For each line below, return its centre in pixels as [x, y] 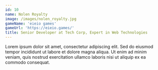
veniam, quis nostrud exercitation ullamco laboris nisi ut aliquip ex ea [76, 57]
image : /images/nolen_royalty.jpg [41, 19]
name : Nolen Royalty [27, 14]
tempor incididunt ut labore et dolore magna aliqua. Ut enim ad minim [76, 52]
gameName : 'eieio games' [31, 23]
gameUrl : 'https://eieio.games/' [40, 28]
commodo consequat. [28, 62]
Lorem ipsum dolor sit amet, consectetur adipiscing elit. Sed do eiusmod [79, 47]
